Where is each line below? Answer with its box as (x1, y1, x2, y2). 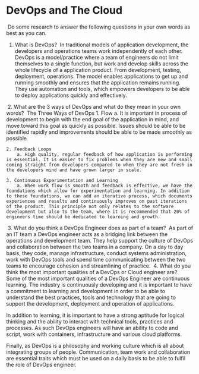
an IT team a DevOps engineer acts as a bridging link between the (6, 230, 168, 238)
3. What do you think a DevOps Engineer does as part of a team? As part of (7, 224, 194, 231)
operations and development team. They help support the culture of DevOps (6, 237, 193, 244)
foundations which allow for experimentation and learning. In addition (6, 188, 190, 194)
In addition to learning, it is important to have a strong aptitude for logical (6, 312, 185, 319)
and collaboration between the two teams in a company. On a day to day (6, 243, 184, 250)
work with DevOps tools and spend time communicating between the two (6, 256, 186, 263)
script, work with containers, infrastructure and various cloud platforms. (6, 331, 182, 338)
